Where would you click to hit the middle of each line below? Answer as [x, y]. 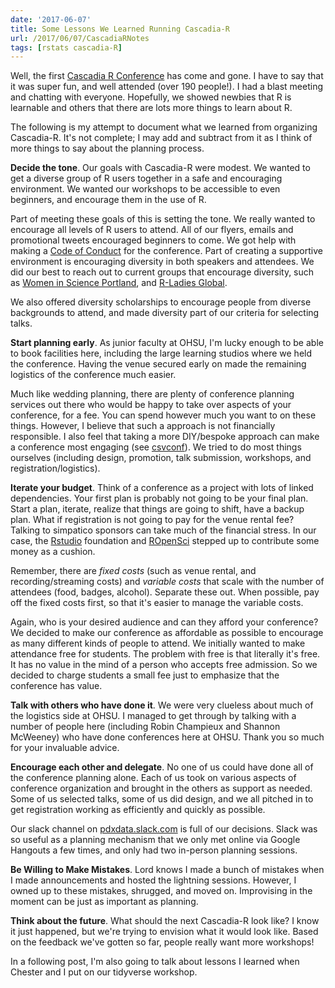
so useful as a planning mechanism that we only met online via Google [155, 840]
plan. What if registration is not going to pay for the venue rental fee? [152, 520]
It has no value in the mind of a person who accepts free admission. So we [164, 665]
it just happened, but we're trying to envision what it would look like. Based [164, 932]
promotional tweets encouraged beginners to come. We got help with [153, 240]
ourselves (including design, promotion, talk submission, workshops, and [161, 458]
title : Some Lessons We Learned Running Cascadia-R [120, 29]
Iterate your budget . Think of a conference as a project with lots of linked [162, 488]
